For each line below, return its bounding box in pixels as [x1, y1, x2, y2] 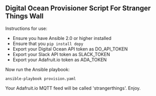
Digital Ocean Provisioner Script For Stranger [5, 4, 151, 13]
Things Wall [5, 12, 44, 21]
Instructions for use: [5, 25, 47, 31]
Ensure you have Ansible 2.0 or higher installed [12, 35, 112, 41]
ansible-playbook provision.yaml [5, 76, 76, 81]
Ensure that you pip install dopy [12, 40, 84, 46]
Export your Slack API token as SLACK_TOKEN [12, 51, 110, 57]
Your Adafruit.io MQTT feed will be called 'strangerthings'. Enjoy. [5, 85, 141, 91]
